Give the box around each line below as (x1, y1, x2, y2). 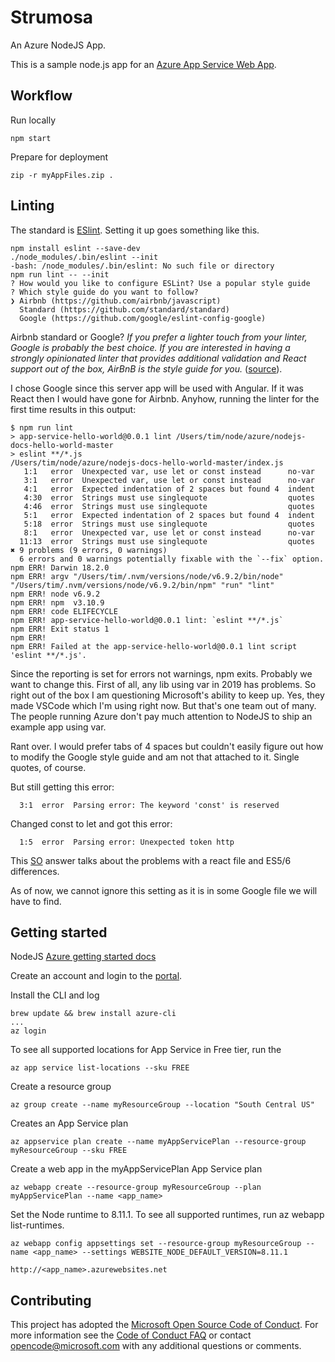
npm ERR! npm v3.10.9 (10, 597, 105, 608)
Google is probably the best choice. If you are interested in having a (10, 341, 291, 353)
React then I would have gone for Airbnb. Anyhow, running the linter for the (10, 392, 320, 405)
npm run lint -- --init (10, 269, 110, 280)
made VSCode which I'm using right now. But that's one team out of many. (10, 699, 317, 711)
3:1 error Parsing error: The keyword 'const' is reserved (19, 800, 280, 810)
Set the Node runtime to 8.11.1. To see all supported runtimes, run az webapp (10, 1209, 325, 1221)
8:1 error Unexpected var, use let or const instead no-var (23, 527, 315, 538)
